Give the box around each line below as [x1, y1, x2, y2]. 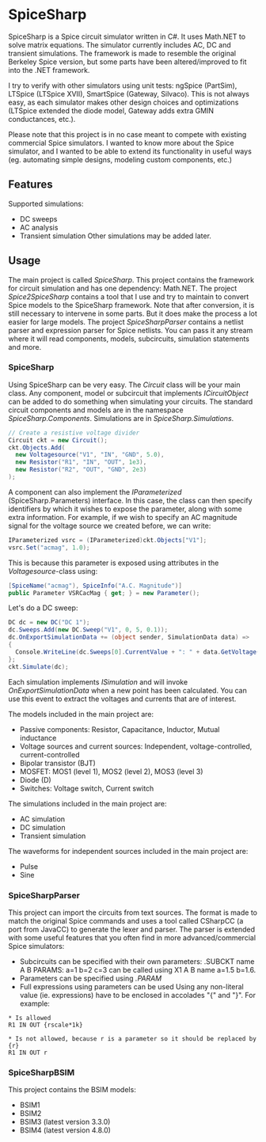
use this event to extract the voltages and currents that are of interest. [8, 694, 237, 704]
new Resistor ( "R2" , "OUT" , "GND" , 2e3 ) [15, 465, 147, 474]
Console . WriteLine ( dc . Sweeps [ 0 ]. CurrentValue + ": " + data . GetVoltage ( [15, 647, 260, 656]
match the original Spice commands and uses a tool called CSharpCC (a [8, 916, 244, 925]
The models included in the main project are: [8, 709, 154, 719]
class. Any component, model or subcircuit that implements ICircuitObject [8, 388, 249, 397]
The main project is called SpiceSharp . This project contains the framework [8, 275, 255, 284]
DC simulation [19, 822, 66, 832]
